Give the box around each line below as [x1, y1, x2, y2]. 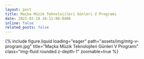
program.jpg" [5, 44, 32, 49]
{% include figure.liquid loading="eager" [5, 38, 87, 44]
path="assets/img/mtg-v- [87, 38, 139, 44]
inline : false [5, 20, 34, 26]
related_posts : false [5, 25, 49, 30]
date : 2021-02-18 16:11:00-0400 [5, 16, 71, 21]
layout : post [5, 7, 32, 12]
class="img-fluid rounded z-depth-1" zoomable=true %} [5, 49, 119, 55]
